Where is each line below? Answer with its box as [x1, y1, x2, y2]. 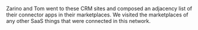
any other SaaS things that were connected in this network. [6, 18, 151, 24]
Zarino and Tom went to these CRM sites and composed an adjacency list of [6, 5, 193, 12]
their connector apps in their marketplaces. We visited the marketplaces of [6, 11, 189, 18]
